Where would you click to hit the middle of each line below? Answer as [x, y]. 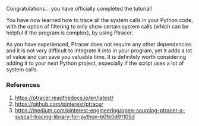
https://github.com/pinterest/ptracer [59, 104]
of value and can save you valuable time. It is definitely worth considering [96, 57]
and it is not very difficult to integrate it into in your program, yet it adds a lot [99, 51]
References [23, 84]
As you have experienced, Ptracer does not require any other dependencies [99, 44]
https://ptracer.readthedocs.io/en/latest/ [64, 98]
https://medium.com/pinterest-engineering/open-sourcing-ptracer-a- [100, 111]
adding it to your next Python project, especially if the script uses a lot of [95, 63]
